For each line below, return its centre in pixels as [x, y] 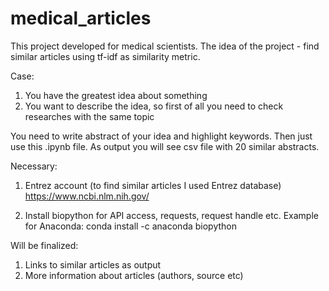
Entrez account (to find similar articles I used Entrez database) [153, 185]
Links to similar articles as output [93, 264]
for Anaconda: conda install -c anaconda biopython [131, 226]
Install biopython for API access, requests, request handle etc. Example [171, 215]
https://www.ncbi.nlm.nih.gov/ [87, 196]
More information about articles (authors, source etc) [134, 275]
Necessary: [34, 166]
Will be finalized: [44, 245]
